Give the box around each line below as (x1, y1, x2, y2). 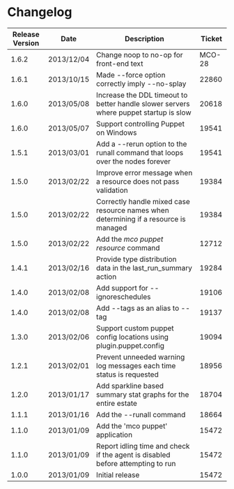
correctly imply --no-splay (96, 78, 187, 88)
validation (96, 185, 128, 195)
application (96, 430, 133, 439)
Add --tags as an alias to (96, 303, 180, 313)
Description (124, 34, 165, 43)
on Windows (96, 127, 137, 137)
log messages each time (96, 360, 176, 370)
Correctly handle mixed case (96, 196, 190, 206)
